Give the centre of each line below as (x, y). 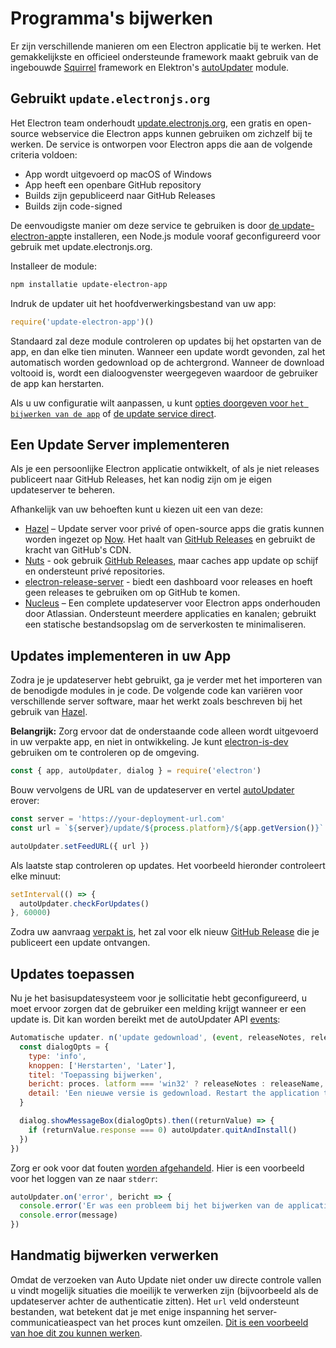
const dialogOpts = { (64, 1047)
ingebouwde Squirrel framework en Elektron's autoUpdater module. (150, 67)
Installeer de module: (54, 266)
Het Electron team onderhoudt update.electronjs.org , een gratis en (147, 123)
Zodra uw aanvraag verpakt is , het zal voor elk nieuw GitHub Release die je (165, 932)
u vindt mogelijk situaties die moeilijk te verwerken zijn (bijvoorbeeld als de (164, 1290)
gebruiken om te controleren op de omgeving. (105, 753)
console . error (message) (68, 1215)
